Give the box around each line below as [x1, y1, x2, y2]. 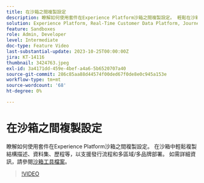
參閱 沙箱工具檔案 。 [22, 157, 70, 165]
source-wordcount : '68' [6, 83, 67, 89]
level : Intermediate [6, 37, 59, 43]
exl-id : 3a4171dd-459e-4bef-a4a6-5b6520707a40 [6, 65, 126, 72]
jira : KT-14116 [6, 54, 45, 60]
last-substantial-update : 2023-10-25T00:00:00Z [6, 49, 129, 55]
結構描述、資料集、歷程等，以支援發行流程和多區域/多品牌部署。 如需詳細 [6, 150, 191, 157]
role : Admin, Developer [6, 32, 67, 38]
